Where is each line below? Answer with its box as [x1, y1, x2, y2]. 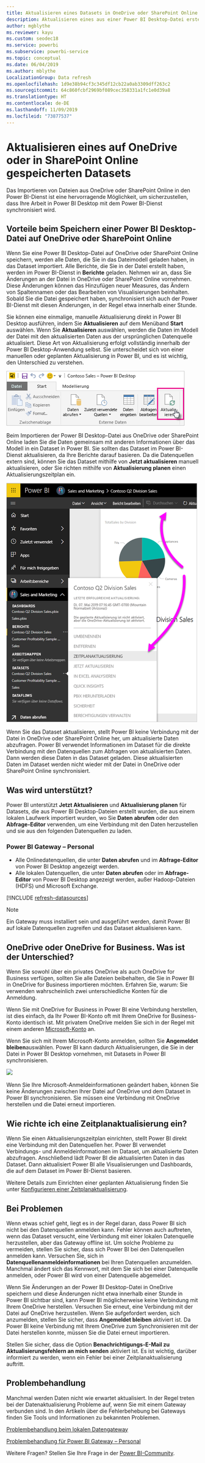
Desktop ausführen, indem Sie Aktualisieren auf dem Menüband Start [6, 320, 184, 327]
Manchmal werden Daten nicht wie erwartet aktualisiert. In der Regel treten [6, 1394, 195, 1401]
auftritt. [6, 1360, 25, 1368]
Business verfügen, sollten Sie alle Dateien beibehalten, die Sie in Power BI [6, 975, 195, 982]
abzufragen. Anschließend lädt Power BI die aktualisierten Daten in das [6, 1154, 185, 1162]
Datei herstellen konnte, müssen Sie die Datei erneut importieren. [6, 1328, 170, 1336]
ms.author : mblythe [6, 68, 56, 74]
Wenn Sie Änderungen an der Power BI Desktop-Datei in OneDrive [6, 1283, 173, 1290]
